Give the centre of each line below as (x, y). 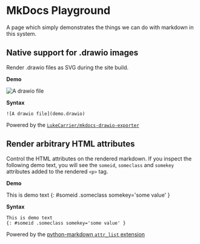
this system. (22, 33)
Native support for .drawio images (72, 53)
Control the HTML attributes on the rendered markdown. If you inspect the (99, 159)
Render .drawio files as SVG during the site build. (68, 67)
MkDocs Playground (58, 11)
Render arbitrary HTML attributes (71, 144)
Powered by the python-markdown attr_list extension (76, 234)
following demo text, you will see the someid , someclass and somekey (90, 165)
